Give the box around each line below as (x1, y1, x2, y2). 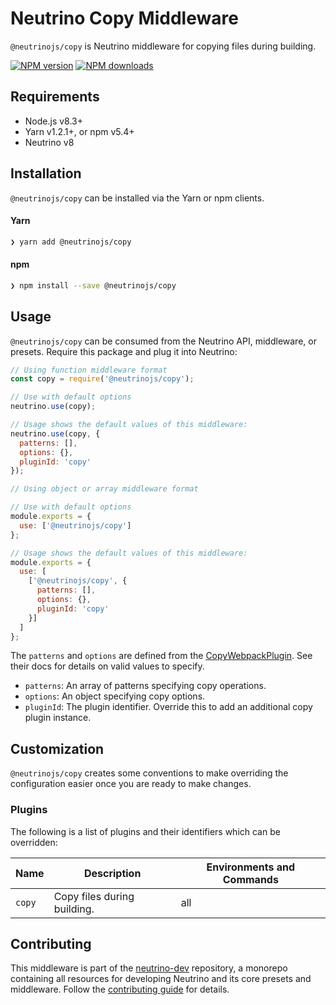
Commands (222, 872, 279, 886)
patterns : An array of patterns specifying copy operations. (24, 680, 267, 692)
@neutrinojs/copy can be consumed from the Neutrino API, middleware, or (10, 335, 317, 347)
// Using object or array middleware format (10, 484, 199, 494)
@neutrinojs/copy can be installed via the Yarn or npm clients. (10, 192, 265, 204)
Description (83, 866, 142, 880)
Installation (10, 165, 82, 182)
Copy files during (53, 889, 135, 903)
